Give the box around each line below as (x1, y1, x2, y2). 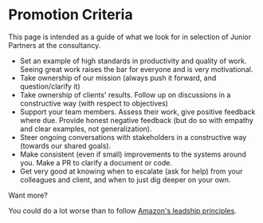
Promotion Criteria (8, 6, 133, 24)
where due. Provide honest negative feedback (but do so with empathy (19, 115, 253, 125)
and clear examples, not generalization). (19, 124, 152, 133)
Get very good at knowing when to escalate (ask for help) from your (19, 166, 243, 176)
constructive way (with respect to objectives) (19, 98, 169, 108)
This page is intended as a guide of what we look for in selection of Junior (8, 32, 252, 42)
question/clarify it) (19, 82, 80, 91)
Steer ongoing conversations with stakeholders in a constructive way (19, 132, 247, 141)
